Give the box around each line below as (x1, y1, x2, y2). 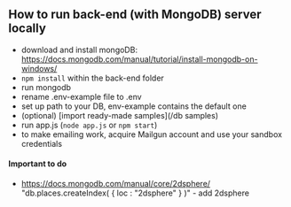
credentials (20, 138, 63, 149)
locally (8, 21, 46, 36)
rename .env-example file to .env (20, 91, 143, 102)
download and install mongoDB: (20, 44, 138, 55)
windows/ (20, 63, 58, 73)
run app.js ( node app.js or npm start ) (20, 119, 158, 130)
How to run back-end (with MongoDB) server (8, 7, 262, 22)
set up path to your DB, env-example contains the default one (20, 101, 248, 111)
